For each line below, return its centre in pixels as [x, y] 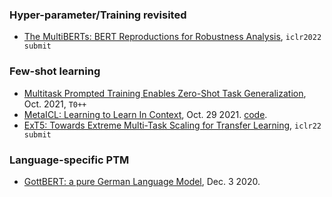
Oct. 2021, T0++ [55, 104]
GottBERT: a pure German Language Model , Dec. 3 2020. [142, 181]
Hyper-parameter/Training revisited [98, 15]
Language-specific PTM [69, 160]
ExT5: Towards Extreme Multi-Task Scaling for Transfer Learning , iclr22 [172, 125]
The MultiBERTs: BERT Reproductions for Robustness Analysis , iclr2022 [172, 37]
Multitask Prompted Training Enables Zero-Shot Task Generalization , [165, 93]
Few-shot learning [55, 71]
